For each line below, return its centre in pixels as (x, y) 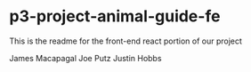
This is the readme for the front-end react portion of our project (126, 41)
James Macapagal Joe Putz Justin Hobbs (85, 58)
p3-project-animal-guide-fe (115, 16)
